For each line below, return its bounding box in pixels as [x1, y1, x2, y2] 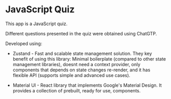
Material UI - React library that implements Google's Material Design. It [12, 82, 162, 88]
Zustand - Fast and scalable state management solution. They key [12, 50, 152, 56]
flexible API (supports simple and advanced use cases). [12, 72, 131, 78]
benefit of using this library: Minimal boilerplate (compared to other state [12, 55, 166, 62]
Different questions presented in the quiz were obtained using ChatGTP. [5, 30, 157, 36]
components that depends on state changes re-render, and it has [12, 67, 151, 73]
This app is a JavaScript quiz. [5, 21, 68, 27]
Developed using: [5, 40, 42, 47]
